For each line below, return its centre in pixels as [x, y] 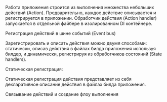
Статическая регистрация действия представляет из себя [68, 79]
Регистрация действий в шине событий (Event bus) [60, 33]
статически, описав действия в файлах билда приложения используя [80, 48]
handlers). [16, 59]
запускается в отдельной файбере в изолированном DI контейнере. [79, 23]
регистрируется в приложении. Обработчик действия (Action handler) [81, 18]
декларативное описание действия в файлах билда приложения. [76, 84]
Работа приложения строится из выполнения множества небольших [80, 7]
